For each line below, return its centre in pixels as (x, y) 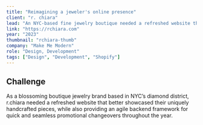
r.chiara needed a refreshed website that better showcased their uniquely (98, 103)
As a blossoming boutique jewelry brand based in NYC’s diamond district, (98, 96)
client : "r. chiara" (32, 18)
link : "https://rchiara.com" (43, 29)
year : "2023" (23, 35)
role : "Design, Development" (43, 52)
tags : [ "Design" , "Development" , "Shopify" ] (63, 57)
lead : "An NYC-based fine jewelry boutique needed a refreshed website (98, 23)
